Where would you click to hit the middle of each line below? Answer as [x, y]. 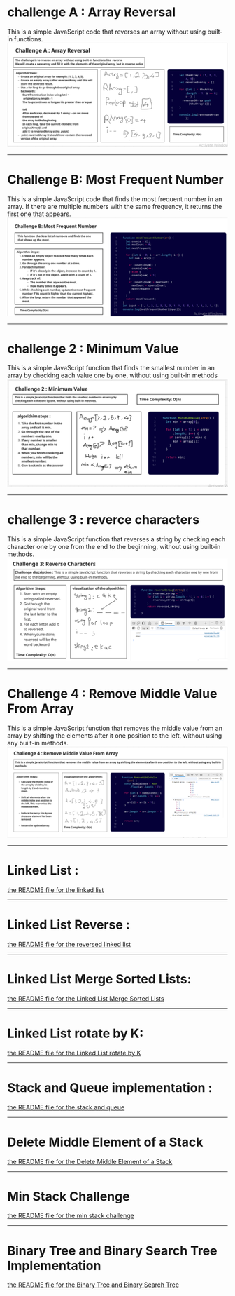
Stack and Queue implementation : [110, 1087]
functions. [28, 39]
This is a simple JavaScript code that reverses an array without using [107, 32]
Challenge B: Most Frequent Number [115, 180]
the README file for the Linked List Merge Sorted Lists [86, 998]
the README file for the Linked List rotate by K [74, 1053]
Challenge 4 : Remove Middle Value [112, 694]
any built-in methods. [38, 743]
